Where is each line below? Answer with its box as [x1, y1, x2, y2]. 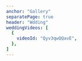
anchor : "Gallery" [6, 8, 51, 15]
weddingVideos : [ [6, 24, 49, 31]
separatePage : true [6, 14, 54, 20]
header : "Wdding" [6, 19, 49, 25]
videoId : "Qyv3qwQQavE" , [16, 35, 77, 41]
